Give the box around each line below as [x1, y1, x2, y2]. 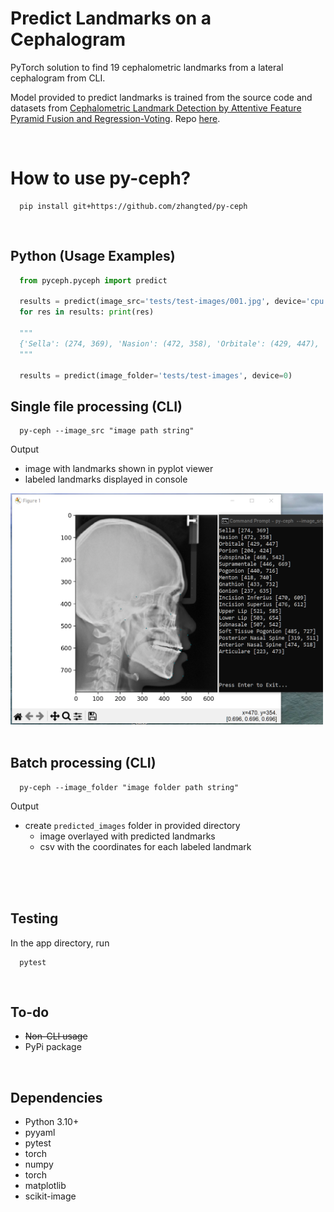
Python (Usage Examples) [10, 248, 176, 265]
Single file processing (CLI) [10, 398, 183, 415]
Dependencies [10, 1089, 103, 1106]
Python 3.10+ [24, 1116, 80, 1128]
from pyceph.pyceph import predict [19, 275, 168, 286]
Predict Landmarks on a [10, 7, 212, 30]
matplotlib [24, 1180, 67, 1192]
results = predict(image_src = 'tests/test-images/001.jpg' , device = [19, 297, 307, 307]
